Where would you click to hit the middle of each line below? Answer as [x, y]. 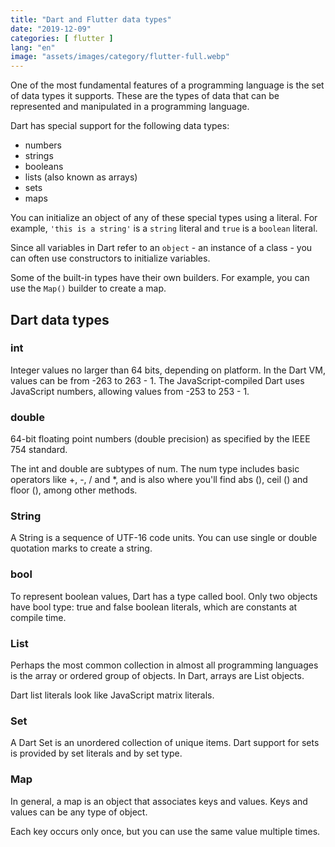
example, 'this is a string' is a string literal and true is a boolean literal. [164, 228]
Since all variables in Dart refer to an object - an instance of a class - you [161, 248]
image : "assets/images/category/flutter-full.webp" [120, 57]
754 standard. [39, 450]
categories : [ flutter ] [62, 38]
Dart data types [60, 319]
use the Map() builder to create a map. [88, 288]
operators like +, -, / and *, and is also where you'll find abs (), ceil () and [159, 480]
